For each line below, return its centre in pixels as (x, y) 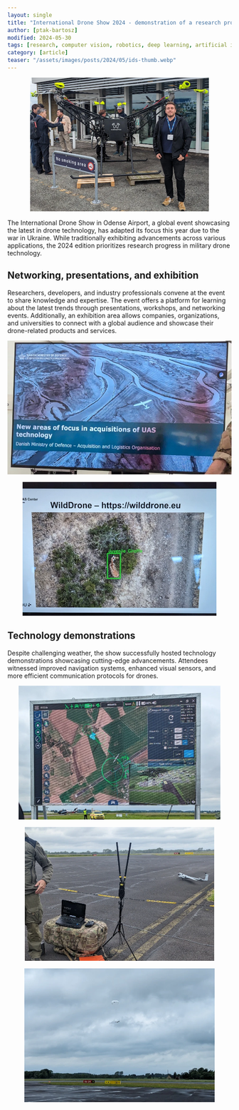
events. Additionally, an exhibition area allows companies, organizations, (113, 315)
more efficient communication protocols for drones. (83, 676)
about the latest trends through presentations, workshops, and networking (116, 307)
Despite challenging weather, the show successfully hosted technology (112, 653)
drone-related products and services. (62, 330)
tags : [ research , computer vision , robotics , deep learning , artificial (117, 45)
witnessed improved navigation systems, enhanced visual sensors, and (112, 668)
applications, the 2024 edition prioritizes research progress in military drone (119, 245)
